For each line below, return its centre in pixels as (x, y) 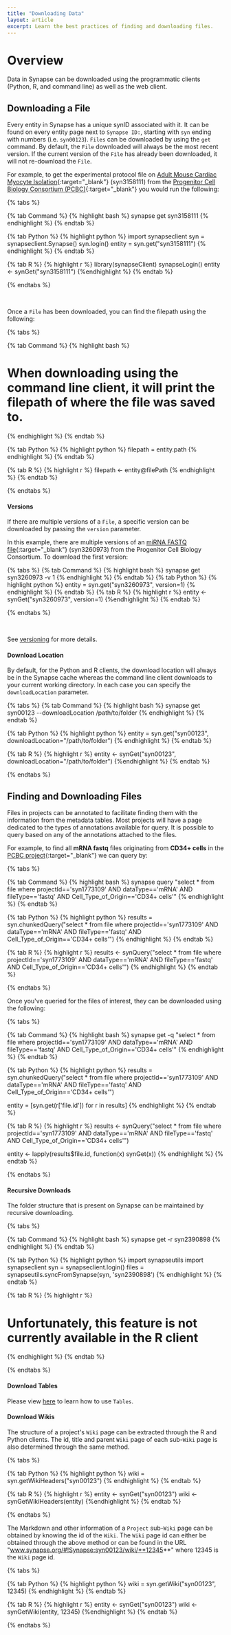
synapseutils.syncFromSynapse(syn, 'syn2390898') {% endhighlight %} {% (114, 1275)
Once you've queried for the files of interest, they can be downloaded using (114, 1001)
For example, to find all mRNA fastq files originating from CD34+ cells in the (115, 848)
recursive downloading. (41, 1213)
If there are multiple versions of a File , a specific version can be (98, 522)
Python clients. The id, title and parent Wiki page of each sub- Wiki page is (112, 1439)
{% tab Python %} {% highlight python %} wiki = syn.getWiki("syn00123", (112, 1583)
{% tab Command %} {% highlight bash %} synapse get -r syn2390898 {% (114, 1239)
